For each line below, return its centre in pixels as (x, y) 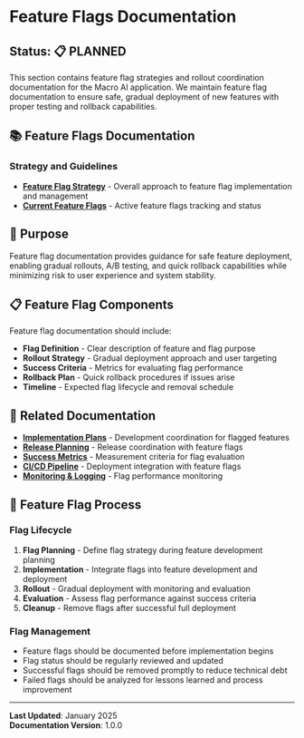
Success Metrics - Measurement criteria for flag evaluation (133, 457)
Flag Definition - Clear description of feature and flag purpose (139, 349)
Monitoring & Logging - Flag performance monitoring (123, 476)
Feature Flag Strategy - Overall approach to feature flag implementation (157, 186)
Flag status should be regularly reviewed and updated (123, 661)
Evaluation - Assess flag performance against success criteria (139, 598)
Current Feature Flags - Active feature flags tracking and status (142, 205)
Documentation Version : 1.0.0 (66, 725)
